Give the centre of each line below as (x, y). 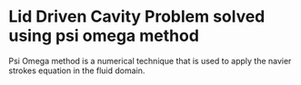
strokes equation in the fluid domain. (77, 71)
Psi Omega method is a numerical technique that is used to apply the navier (150, 61)
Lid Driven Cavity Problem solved (137, 17)
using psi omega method (104, 36)
